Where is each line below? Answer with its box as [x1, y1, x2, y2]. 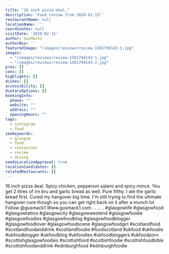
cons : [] [5, 70, 24, 75]
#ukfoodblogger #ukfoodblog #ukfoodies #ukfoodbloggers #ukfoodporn [5, 232, 159, 238]
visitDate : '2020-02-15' [5, 31, 58, 36]
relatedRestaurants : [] [5, 169, 56, 174]
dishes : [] [5, 79, 29, 84]
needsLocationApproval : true [5, 159, 68, 165]
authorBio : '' [5, 41, 36, 46]
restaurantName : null [5, 17, 52, 22]
